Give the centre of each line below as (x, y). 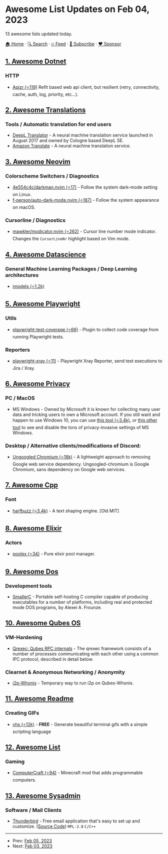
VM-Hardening (24, 637)
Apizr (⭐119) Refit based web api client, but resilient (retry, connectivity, (86, 87)
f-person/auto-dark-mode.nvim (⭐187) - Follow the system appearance (86, 200)
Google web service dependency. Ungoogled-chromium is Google (81, 464)
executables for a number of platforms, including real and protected (82, 602)
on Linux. (22, 194)
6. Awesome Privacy (38, 384)
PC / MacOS (20, 398)
